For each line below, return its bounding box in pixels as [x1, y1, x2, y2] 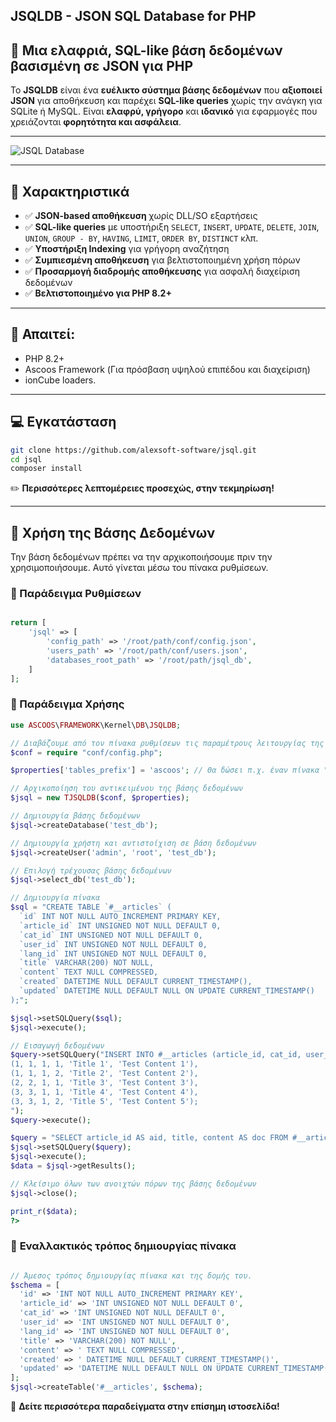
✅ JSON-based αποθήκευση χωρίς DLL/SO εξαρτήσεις [24, 210, 258, 222]
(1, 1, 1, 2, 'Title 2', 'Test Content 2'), [10, 1069, 199, 1079]
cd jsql [10, 454, 43, 464]
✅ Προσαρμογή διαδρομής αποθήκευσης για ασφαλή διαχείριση [24, 265, 301, 278]
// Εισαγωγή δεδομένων [10, 1040, 105, 1051]
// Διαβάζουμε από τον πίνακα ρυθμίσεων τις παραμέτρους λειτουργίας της [10, 738, 325, 748]
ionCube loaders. [24, 374, 97, 386]
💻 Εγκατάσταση [10, 414, 117, 431]
